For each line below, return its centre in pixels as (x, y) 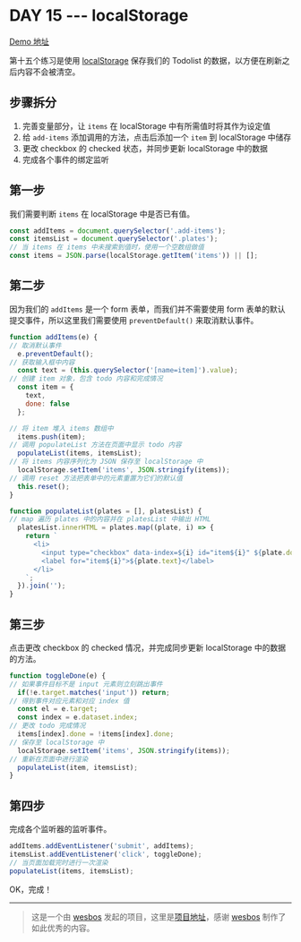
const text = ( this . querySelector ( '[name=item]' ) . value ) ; (128, 371)
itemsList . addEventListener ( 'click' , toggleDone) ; (106, 854)
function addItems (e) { (54, 337)
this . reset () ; (43, 486)
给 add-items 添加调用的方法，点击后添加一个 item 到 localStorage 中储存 (157, 137)
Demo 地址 (29, 41)
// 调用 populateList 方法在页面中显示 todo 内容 (95, 445)
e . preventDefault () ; (56, 354)
